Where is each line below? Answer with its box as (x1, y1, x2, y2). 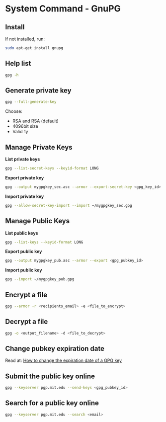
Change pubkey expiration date (5, 344, 105, 353)
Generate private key (5, 86, 72, 94)
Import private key (5, 193, 44, 199)
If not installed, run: (5, 36, 45, 42)
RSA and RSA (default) (12, 118, 59, 124)
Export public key (5, 249, 42, 254)
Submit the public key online (5, 372, 95, 380)
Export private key (5, 174, 44, 180)
